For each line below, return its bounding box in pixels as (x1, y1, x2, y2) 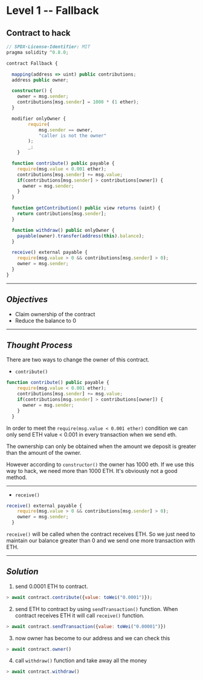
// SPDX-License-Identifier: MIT (6, 44, 91, 50)
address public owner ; (11, 77, 69, 83)
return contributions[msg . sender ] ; (17, 211, 107, 217)
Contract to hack (6, 28, 71, 38)
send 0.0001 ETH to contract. (14, 583, 88, 590)
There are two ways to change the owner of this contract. (6, 356, 150, 363)
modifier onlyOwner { (11, 116, 66, 122)
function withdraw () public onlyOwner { (11, 227, 115, 233)
